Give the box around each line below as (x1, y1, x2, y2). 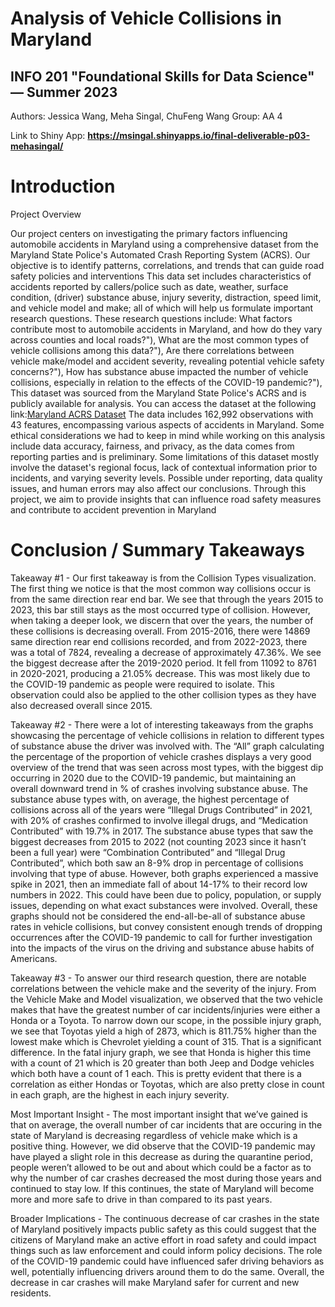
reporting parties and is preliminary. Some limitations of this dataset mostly (10, 450, 320, 462)
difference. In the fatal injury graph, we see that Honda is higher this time (10, 1046, 312, 1058)
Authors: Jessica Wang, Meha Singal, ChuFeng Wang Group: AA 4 (10, 110, 283, 122)
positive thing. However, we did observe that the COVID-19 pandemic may (10, 1140, 316, 1152)
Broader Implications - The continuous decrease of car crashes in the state (10, 1212, 320, 1224)
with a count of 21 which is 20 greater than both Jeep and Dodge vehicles (10, 1057, 315, 1069)
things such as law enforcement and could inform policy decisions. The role (10, 1244, 323, 1256)
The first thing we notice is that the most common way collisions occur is (10, 582, 312, 594)
